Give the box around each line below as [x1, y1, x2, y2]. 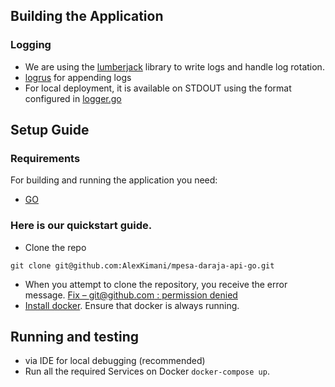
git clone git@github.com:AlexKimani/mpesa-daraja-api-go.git [10, 260, 275, 271]
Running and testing [10, 329, 139, 346]
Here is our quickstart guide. [10, 219, 153, 233]
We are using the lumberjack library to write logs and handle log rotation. [24, 60, 325, 73]
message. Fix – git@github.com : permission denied [24, 289, 238, 301]
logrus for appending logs [24, 71, 132, 83]
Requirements [10, 152, 81, 165]
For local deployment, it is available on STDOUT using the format [24, 82, 292, 94]
